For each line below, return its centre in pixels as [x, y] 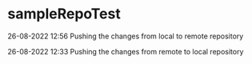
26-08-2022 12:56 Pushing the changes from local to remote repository [126, 36]
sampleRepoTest [64, 14]
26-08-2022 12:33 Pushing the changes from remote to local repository [126, 51]
